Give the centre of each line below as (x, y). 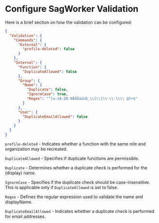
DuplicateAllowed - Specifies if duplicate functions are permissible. (72, 158)
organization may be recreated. (36, 149)
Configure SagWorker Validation (72, 9)
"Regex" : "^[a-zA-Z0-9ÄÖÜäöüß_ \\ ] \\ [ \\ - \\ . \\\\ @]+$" (82, 99)
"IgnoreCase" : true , (47, 94)
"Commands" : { (28, 40)
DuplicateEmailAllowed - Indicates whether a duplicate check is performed (79, 211)
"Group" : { (29, 81)
